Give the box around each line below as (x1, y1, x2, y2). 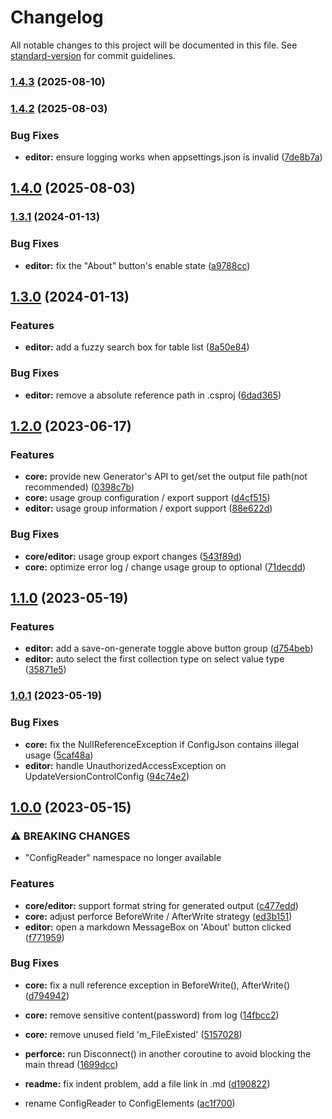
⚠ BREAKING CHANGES (10, 829, 131, 843)
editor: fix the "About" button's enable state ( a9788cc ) (24, 259, 251, 271)
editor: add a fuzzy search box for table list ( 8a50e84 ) (24, 341, 250, 353)
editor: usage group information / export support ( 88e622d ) (24, 502, 273, 515)
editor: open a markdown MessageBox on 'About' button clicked (24, 921, 292, 933)
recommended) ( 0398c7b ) (24, 481, 135, 493)
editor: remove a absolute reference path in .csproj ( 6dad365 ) (24, 389, 282, 401)
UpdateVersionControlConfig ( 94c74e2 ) (24, 770, 190, 782)
